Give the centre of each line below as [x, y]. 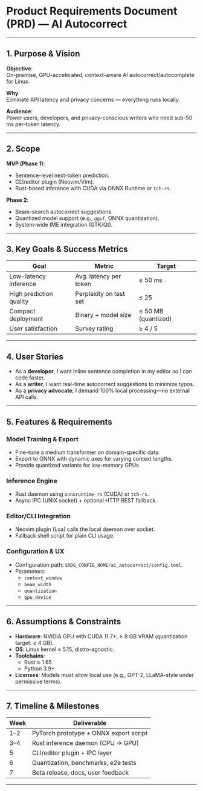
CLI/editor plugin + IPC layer [72, 753]
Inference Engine [32, 481]
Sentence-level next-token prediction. [62, 175]
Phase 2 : [18, 200]
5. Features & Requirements [60, 422]
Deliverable [90, 723]
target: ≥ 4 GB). [34, 642]
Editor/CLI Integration [39, 516]
